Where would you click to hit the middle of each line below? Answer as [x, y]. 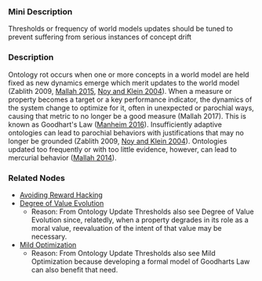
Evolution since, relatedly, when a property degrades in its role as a [140, 220]
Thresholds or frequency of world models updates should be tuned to [121, 29]
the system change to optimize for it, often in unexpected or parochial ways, [131, 107]
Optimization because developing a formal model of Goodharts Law [140, 261]
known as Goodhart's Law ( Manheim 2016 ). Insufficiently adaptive [115, 124]
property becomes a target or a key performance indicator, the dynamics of [130, 99]
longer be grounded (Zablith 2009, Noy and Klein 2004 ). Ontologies [118, 141]
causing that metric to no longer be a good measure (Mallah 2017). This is [127, 116]
